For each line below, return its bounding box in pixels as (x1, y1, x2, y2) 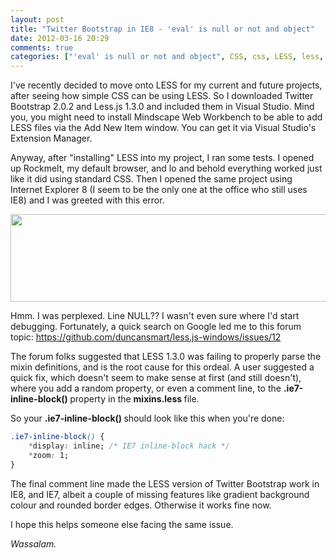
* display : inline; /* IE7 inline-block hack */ (28, 441, 230, 451)
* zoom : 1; (28, 450, 70, 460)
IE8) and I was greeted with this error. (10, 194, 165, 206)
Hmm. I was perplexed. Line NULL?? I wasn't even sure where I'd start (10, 310, 300, 322)
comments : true (10, 42, 74, 53)
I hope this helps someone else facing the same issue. (10, 518, 234, 530)
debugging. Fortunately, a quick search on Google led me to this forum (10, 321, 302, 333)
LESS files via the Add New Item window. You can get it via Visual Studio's (10, 122, 317, 134)
